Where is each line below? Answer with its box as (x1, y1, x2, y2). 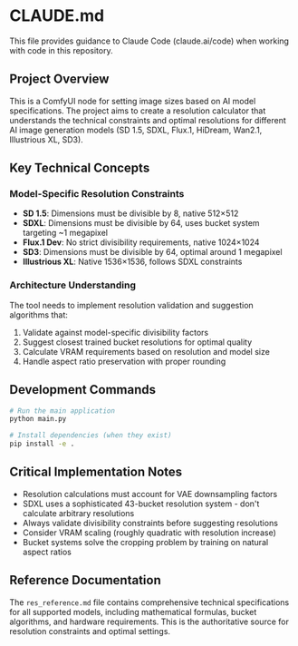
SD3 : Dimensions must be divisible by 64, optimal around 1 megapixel (22, 247, 283, 258)
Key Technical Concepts (9, 161, 150, 176)
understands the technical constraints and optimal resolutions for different (9, 114, 287, 125)
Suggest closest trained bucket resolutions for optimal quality (22, 337, 253, 347)
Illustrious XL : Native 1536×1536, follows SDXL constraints (22, 256, 243, 268)
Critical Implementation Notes (9, 465, 183, 480)
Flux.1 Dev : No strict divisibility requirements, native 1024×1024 (22, 237, 260, 248)
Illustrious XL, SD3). (9, 133, 83, 145)
